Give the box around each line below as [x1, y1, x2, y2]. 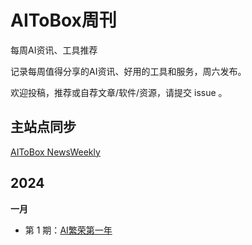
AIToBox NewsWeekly [10, 146, 101, 158]
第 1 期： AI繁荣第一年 [24, 224, 113, 236]
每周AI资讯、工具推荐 [10, 44, 98, 56]
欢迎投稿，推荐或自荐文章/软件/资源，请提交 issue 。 [10, 86, 228, 98]
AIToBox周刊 [10, 9, 117, 32]
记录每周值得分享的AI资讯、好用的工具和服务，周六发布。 [10, 65, 247, 77]
